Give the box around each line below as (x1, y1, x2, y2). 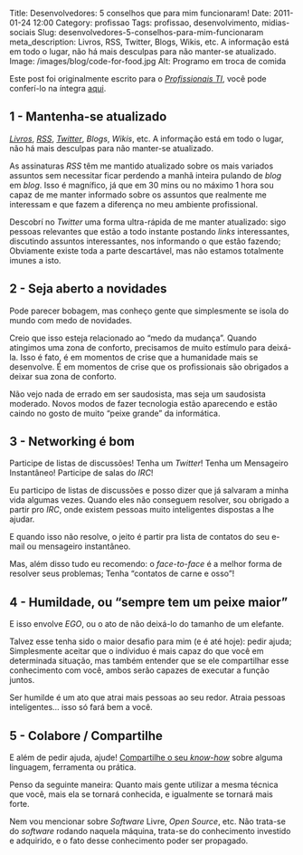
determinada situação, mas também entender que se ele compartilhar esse (9, 656, 289, 667)
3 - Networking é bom (9, 434, 136, 449)
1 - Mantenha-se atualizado (9, 109, 167, 125)
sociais (9, 27, 36, 37)
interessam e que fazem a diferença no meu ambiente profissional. (9, 198, 259, 209)
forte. (9, 799, 30, 810)
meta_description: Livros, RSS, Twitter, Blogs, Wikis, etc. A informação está (9, 36, 289, 47)
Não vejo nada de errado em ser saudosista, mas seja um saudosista (9, 389, 267, 399)
